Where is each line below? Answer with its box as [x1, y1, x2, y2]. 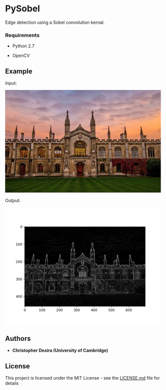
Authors [5, 334, 31, 342]
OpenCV [12, 53, 30, 58]
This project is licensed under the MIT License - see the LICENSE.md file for [5, 375, 160, 381]
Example [5, 67, 33, 75]
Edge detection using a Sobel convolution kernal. [5, 19, 105, 25]
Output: [5, 198, 21, 204]
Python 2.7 [12, 43, 35, 49]
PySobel [5, 3, 41, 14]
